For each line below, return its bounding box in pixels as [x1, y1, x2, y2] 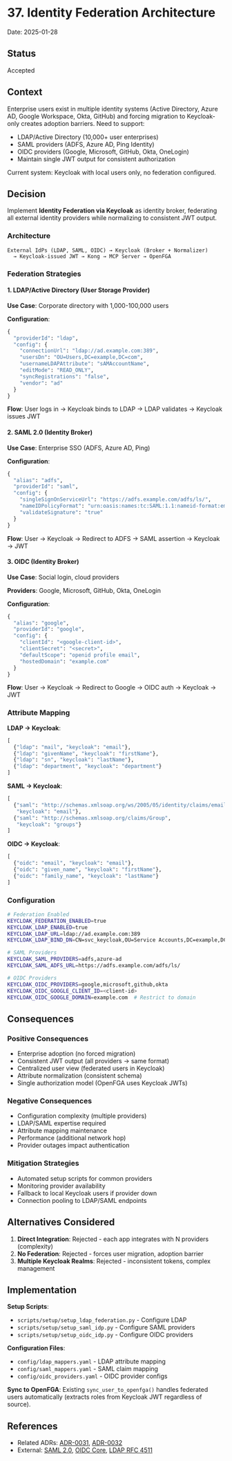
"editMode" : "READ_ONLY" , [19, 367, 95, 374]
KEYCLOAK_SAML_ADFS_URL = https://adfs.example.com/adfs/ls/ [7, 962, 181, 969]
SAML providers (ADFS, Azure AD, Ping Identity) [17, 140, 155, 148]
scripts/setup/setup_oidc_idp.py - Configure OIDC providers [17, 1330, 193, 1339]
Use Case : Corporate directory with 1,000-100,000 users [7, 301, 169, 309]
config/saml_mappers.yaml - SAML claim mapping [17, 1365, 159, 1373]
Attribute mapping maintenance [17, 1126, 107, 1135]
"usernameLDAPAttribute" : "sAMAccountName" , [19, 360, 150, 367]
